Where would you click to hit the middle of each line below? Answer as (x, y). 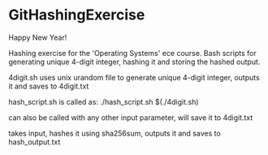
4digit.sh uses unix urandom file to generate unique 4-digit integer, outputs (134, 77)
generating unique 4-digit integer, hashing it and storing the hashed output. (134, 62)
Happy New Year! (38, 37)
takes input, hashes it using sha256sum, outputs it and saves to (115, 133)
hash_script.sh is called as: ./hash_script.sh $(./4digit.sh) (104, 101)
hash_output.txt (35, 142)
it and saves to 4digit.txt (49, 86)
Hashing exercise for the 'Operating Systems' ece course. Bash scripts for (133, 53)
